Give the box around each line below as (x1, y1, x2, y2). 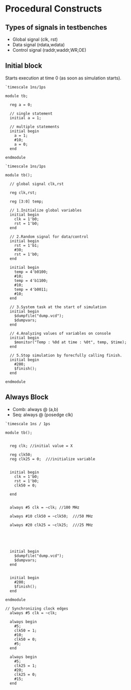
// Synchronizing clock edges (5, 606, 69, 611)
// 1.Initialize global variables (10, 208, 82, 213)
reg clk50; (10, 452, 33, 457)
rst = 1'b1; (14, 243, 39, 248)
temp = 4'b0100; (14, 269, 49, 274)
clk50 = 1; (14, 628, 37, 633)
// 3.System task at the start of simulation (10, 305, 107, 310)
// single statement (10, 111, 53, 116)
